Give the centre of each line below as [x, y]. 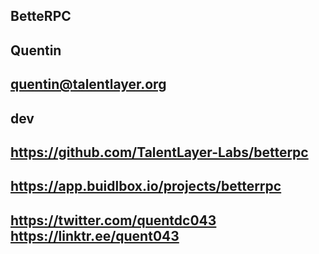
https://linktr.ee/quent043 [95, 235]
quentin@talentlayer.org [88, 84]
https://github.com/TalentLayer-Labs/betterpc [159, 152]
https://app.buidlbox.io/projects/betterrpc [146, 186]
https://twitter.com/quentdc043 [113, 220]
